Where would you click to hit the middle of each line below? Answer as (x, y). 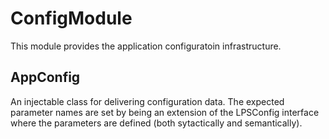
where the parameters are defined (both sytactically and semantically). (156, 123)
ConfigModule (71, 18)
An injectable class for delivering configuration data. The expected (147, 101)
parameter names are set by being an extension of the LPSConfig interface (165, 112)
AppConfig (45, 77)
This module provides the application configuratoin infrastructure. (146, 46)
